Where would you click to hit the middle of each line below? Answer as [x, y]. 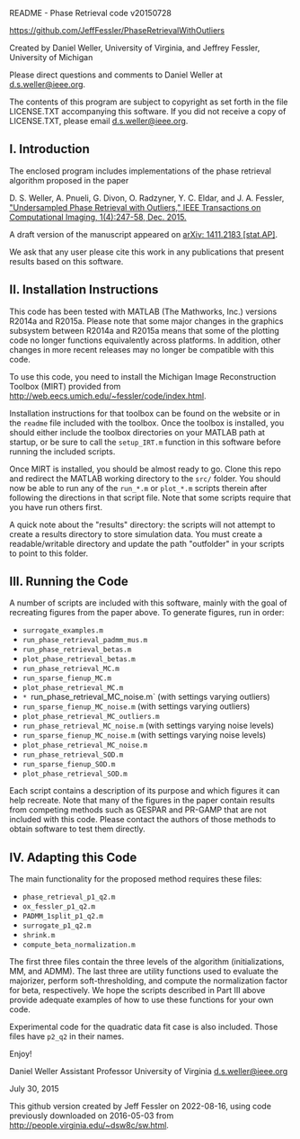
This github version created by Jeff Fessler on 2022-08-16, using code [141, 1107]
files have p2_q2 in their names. [67, 1036]
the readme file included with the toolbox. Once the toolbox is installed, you [147, 423]
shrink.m [39, 936]
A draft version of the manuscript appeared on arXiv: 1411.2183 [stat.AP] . [144, 234]
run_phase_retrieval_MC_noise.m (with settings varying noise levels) [148, 726]
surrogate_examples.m [62, 631]
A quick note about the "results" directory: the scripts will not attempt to [142, 525]
